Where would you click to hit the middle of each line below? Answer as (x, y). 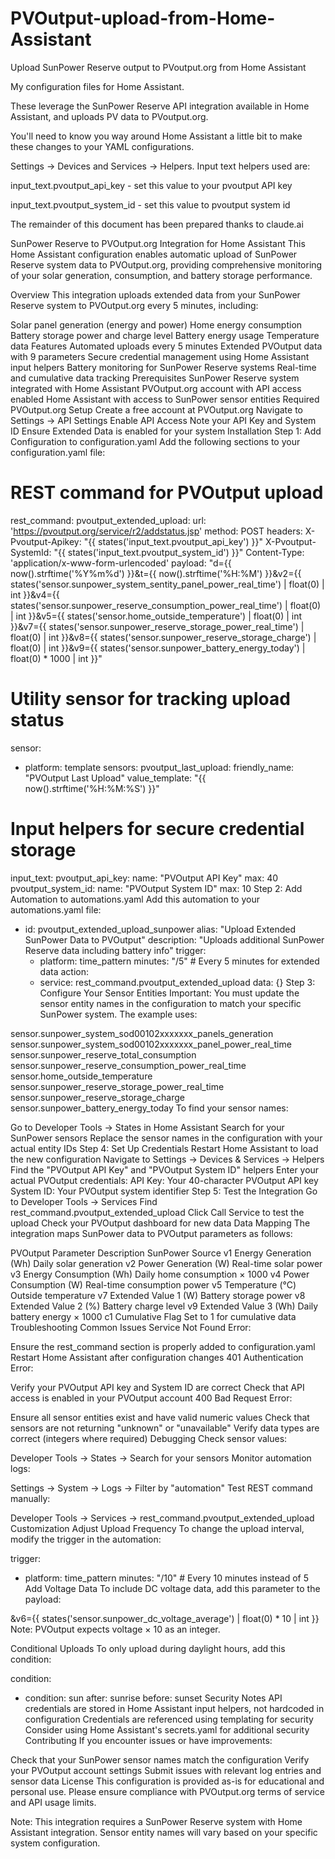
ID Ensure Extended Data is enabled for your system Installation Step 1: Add (166, 431)
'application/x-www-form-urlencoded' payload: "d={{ (121, 563)
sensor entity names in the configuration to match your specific (170, 1003)
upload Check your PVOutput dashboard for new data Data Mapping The (160, 1223)
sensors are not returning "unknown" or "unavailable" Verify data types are (165, 1428)
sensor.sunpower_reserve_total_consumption (103, 1054)
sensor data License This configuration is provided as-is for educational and (167, 1781)
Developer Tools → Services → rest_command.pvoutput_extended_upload (162, 1518)
